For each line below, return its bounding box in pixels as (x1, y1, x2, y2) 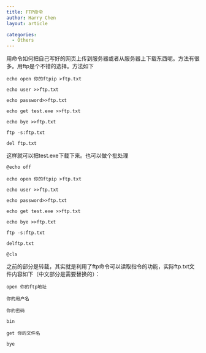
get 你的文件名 (6, 330, 41, 336)
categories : (6, 31, 37, 37)
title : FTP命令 (6, 9, 44, 15)
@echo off (6, 164, 32, 171)
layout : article (6, 20, 48, 26)
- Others (12, 37, 34, 44)
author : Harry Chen (6, 15, 56, 21)
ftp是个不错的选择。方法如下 (22, 63, 94, 70)
